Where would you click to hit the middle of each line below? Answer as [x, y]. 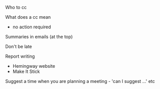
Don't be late [19, 47]
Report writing [20, 56]
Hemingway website [34, 66]
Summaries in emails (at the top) [39, 37]
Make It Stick [26, 71]
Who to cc [16, 7]
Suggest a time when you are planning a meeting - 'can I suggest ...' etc [80, 81]
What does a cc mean [28, 17]
